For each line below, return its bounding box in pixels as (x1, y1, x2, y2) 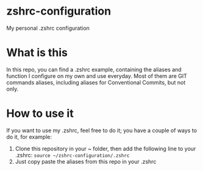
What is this (6, 46, 68, 60)
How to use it (6, 106, 74, 120)
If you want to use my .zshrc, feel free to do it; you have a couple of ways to (6, 127, 197, 134)
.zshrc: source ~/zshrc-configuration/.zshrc (15, 151, 130, 159)
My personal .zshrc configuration (6, 24, 90, 32)
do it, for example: (6, 133, 52, 141)
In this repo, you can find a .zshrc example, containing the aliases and (6, 66, 182, 73)
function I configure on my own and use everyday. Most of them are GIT (6, 72, 188, 80)
